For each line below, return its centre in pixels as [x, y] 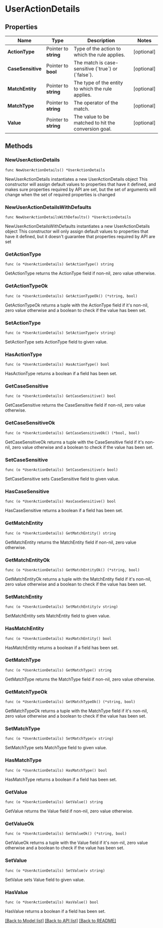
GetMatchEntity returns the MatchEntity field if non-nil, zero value [71, 542]
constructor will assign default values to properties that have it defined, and [81, 184]
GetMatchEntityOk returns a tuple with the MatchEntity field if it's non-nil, [78, 579]
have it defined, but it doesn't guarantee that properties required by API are [80, 236]
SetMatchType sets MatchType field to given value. [56, 748]
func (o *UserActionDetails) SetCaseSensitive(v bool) [62, 470]
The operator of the [96, 103]
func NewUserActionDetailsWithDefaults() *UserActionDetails [68, 217]
